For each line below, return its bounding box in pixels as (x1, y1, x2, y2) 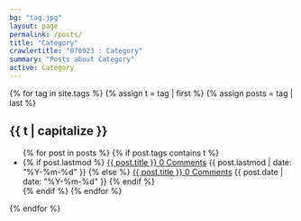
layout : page (9, 22, 59, 31)
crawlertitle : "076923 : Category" (9, 47, 143, 56)
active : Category (9, 64, 75, 73)
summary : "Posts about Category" (9, 55, 135, 64)
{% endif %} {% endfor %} (22, 185, 123, 196)
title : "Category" (9, 38, 78, 48)
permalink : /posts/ (9, 30, 83, 39)
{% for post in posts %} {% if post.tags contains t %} (22, 147, 220, 158)
